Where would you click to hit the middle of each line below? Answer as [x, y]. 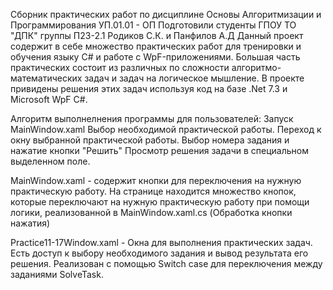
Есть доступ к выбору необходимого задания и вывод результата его [159, 253]
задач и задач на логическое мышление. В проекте [194, 78]
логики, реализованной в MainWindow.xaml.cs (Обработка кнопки [151, 212]
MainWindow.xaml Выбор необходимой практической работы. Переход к [166, 129]
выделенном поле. [50, 161]
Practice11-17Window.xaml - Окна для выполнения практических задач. [161, 242]
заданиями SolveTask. [57, 274]
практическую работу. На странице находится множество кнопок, [153, 191]
